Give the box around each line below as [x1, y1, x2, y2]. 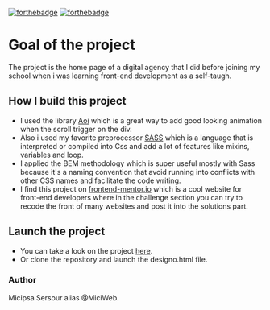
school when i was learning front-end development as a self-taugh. [8, 71, 232, 81]
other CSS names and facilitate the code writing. [19, 176, 181, 185]
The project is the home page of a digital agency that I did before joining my [8, 62, 260, 72]
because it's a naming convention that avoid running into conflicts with [19, 167, 255, 176]
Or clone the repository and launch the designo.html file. [19, 254, 208, 264]
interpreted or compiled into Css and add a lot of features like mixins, [19, 141, 250, 151]
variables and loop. [19, 150, 84, 159]
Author [8, 275, 37, 286]
